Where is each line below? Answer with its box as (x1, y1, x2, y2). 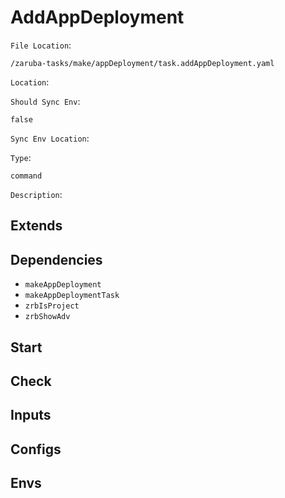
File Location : (10, 39, 72, 51)
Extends (10, 217, 63, 235)
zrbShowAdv (24, 312, 71, 322)
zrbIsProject (24, 301, 80, 311)
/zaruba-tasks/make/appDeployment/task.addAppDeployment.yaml (10, 58, 275, 68)
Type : (10, 151, 32, 163)
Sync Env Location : (10, 132, 90, 144)
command (10, 171, 43, 181)
